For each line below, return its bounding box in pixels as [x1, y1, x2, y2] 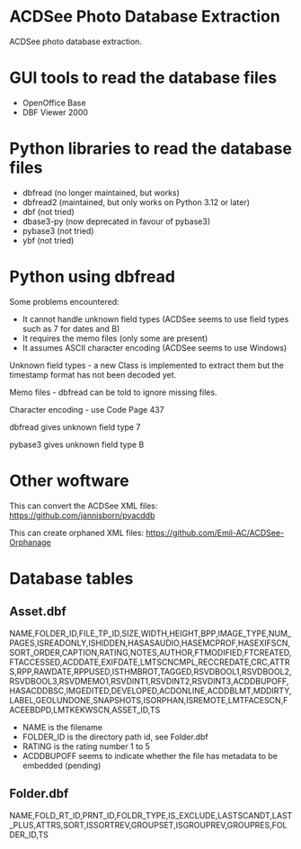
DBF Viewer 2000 [22, 106, 88, 118]
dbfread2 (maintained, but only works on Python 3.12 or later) [22, 196, 250, 208]
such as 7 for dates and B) [22, 323, 120, 334]
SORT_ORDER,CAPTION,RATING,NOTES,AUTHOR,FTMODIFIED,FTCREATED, [9, 647, 292, 657]
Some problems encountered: [9, 296, 120, 307]
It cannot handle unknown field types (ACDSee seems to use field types [22, 313, 289, 325]
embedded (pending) [22, 760, 102, 771]
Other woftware [9, 470, 129, 491]
